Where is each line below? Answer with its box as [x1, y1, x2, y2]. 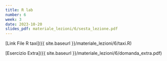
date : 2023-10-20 [5, 21, 43, 27]
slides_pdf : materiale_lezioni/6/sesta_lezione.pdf [5, 26, 118, 32]
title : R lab [5, 7, 33, 13]
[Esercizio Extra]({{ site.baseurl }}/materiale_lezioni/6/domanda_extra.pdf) [5, 50, 162, 56]
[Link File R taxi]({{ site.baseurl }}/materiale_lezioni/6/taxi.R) [5, 40, 132, 46]
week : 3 [5, 17, 22, 22]
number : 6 [5, 12, 27, 17]
